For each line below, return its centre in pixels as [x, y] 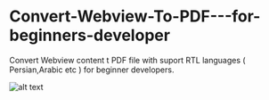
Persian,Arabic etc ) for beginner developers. [92, 70]
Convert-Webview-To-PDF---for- [135, 17]
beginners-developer [90, 35]
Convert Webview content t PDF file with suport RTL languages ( [128, 60]
